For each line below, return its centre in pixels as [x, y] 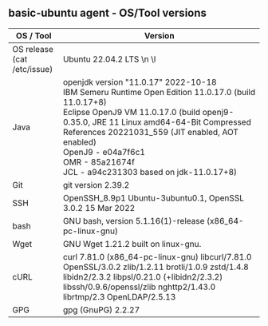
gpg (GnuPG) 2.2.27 [101, 309]
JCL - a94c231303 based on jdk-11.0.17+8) [150, 172]
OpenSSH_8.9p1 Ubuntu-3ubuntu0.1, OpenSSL [154, 197]
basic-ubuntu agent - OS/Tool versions [108, 13]
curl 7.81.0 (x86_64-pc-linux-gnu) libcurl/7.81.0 [157, 256]
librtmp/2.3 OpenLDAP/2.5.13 [119, 296]
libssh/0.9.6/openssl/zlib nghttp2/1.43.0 [139, 287]
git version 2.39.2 [96, 185]
